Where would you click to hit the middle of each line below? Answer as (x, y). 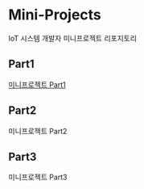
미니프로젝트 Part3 (38, 177)
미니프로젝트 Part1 (37, 84)
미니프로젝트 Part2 (38, 131)
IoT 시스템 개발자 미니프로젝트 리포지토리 (72, 38)
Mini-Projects (55, 15)
